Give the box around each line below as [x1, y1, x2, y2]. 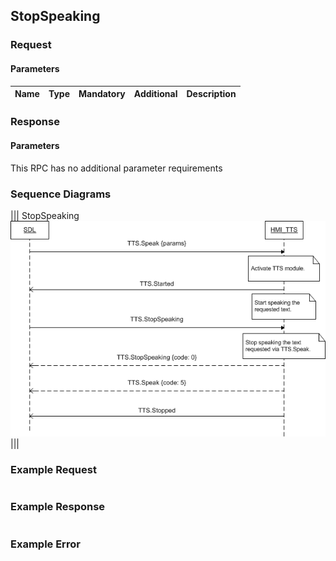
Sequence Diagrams [10, 187, 112, 201]
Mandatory [78, 88, 126, 100]
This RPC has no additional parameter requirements [10, 162, 223, 174]
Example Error [10, 537, 81, 551]
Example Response [10, 500, 106, 514]
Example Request [10, 463, 97, 477]
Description [186, 88, 237, 100]
